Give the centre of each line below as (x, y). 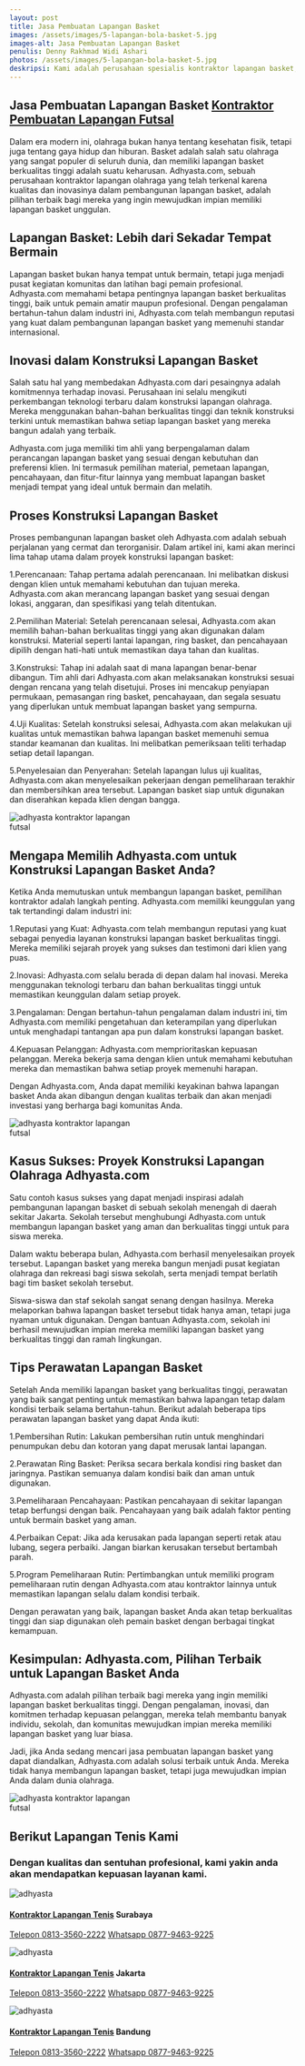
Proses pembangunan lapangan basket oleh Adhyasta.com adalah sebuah (148, 538)
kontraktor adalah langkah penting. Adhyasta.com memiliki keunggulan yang (152, 901)
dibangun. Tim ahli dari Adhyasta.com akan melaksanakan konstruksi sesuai (152, 678)
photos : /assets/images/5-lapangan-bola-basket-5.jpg (113, 60)
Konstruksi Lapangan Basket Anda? (113, 870)
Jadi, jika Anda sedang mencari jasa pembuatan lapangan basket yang (142, 1751)
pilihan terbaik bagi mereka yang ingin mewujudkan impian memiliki (136, 199)
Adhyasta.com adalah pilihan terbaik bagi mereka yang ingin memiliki (138, 1695)
